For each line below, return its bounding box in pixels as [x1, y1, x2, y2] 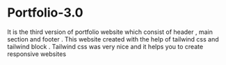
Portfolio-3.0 [7, 5, 83, 21]
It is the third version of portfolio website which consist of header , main [7, 28, 213, 36]
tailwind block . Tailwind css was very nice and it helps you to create [7, 42, 204, 50]
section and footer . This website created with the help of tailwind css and [7, 35, 219, 43]
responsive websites [7, 50, 67, 58]
